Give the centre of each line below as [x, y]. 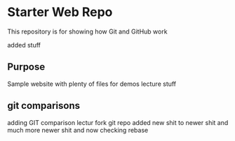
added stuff [24, 45]
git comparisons [44, 106]
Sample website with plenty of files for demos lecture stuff [92, 84]
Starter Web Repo [60, 12]
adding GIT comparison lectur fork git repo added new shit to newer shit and [118, 122]
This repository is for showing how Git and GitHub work [87, 31]
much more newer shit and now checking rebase [78, 130]
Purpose [26, 67]
